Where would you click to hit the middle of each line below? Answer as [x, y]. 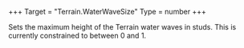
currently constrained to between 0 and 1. [77, 36]
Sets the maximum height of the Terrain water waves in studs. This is [122, 27]
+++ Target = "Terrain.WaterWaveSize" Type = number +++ [108, 12]
